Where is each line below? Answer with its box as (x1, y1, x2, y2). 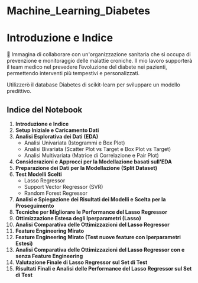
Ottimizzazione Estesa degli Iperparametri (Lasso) (15, 214, 141, 221)
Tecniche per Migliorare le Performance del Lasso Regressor (15, 208, 168, 216)
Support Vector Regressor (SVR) (24, 183, 103, 190)
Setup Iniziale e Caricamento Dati (15, 126, 99, 134)
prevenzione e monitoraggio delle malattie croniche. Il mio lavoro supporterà (7, 57, 193, 65)
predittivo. (7, 88, 32, 95)
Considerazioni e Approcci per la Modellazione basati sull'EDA (15, 158, 172, 165)
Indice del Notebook (7, 105, 83, 115)
